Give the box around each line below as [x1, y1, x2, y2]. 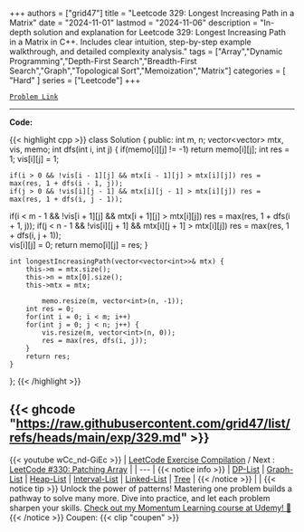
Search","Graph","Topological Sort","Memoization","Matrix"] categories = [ [9, 65, 287, 76]
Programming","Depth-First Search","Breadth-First [9, 56, 197, 66]
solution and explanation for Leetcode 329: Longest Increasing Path [33, 27, 287, 37]
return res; [25, 352, 71, 361]
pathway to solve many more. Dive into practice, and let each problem [9, 492, 271, 503]
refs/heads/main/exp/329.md [9, 430, 181, 446]
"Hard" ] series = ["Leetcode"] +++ [9, 75, 141, 85]
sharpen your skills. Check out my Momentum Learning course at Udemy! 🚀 [9, 502, 292, 513]
